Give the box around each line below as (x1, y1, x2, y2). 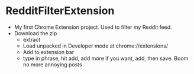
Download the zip (14, 29, 57, 36)
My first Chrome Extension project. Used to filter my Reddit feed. (14, 23, 172, 31)
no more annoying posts (22, 60, 82, 68)
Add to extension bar (22, 48, 75, 55)
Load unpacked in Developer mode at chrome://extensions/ (22, 42, 169, 49)
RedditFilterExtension (5, 4, 115, 18)
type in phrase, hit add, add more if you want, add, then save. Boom (22, 55, 189, 62)
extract (22, 36, 41, 43)
